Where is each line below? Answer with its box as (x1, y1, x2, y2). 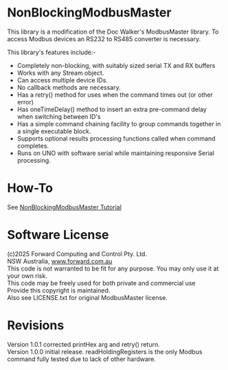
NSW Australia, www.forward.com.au (7, 257, 113, 265)
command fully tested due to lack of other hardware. (7, 355, 156, 363)
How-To (7, 181, 54, 196)
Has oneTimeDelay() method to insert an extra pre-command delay (16, 105, 207, 113)
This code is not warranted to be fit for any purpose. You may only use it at (7, 264, 219, 273)
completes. (16, 141, 49, 150)
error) (16, 97, 34, 106)
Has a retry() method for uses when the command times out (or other (16, 91, 213, 99)
